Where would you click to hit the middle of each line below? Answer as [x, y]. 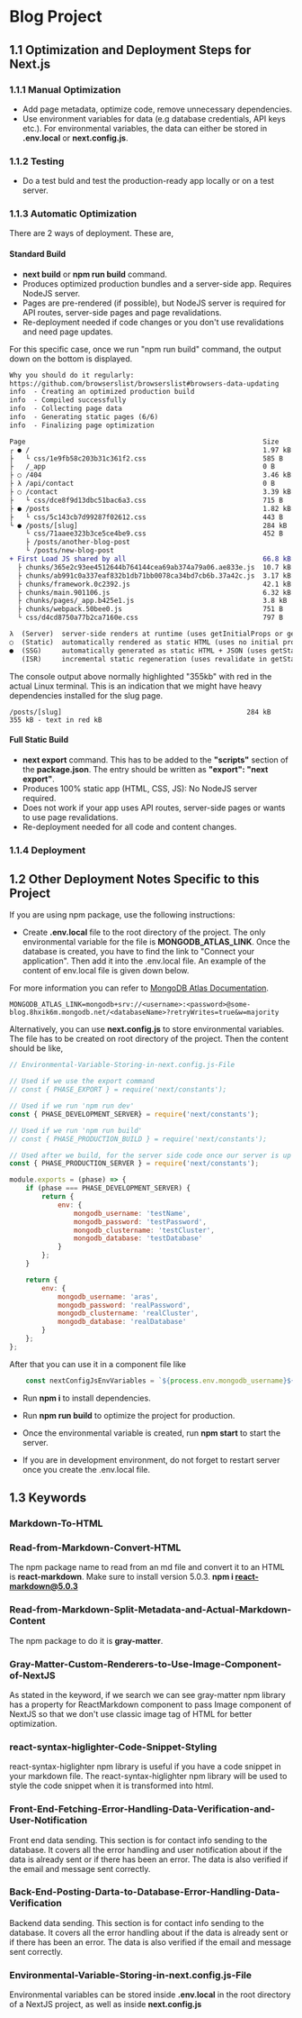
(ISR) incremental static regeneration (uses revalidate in [144, 659]
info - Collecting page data [66, 409]
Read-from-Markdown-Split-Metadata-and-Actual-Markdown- [151, 1610]
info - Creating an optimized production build [102, 392]
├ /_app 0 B [142, 467]
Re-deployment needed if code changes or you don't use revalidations [153, 322]
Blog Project [56, 17]
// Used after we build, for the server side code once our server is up [151, 1155]
